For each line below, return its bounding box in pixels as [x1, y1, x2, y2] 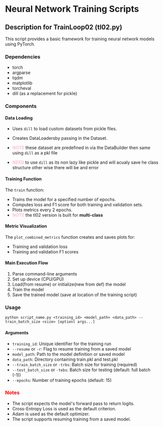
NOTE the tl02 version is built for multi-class [12, 212, 103, 218]
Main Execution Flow [5, 260, 48, 266]
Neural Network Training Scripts [5, 3, 140, 15]
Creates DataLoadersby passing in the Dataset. [12, 135, 108, 141]
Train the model [12, 287, 44, 293]
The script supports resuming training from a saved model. [12, 416, 131, 422]
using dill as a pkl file [12, 150, 58, 156]
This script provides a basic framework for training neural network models [5, 36, 155, 42]
